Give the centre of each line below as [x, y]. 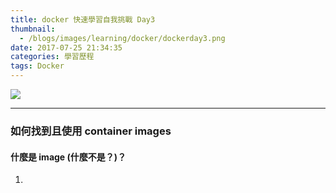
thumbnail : [33, 29]
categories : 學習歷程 [52, 57]
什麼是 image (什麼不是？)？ [68, 157]
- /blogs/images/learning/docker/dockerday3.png [122, 38]
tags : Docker [37, 66]
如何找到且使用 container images [91, 131]
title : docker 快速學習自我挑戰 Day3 [83, 19]
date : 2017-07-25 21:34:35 [66, 47]
